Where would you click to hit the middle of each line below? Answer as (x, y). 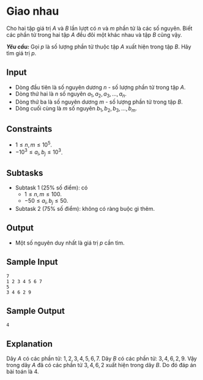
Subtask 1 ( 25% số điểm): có (51, 188)
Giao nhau (33, 11)
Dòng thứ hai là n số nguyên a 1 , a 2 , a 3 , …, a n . (71, 94)
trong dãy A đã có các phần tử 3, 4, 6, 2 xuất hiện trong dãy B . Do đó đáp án (102, 365)
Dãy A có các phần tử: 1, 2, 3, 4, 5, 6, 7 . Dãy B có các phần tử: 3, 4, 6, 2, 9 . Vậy (102, 359)
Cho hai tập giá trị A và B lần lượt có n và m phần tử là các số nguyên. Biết (99, 28)
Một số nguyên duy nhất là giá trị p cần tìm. (70, 243)
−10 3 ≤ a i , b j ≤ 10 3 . (39, 152)
